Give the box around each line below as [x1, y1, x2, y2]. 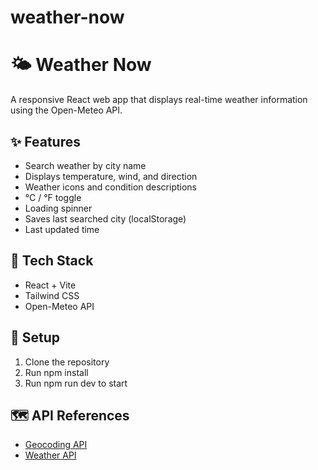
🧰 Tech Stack [10, 252, 94, 270]
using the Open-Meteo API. [10, 104, 123, 116]
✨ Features [10, 133, 81, 150]
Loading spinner [24, 202, 93, 214]
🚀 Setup [10, 329, 61, 346]
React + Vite [24, 279, 77, 291]
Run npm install [24, 366, 89, 378]
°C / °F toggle [24, 191, 82, 203]
